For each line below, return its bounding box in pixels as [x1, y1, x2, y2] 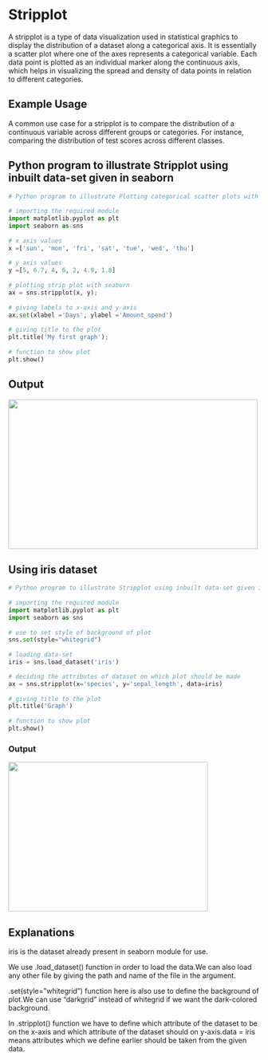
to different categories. [8, 74, 84, 84]
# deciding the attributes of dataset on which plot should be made [8, 672, 241, 680]
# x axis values [8, 237, 62, 245]
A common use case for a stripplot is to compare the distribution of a [8, 118, 235, 128]
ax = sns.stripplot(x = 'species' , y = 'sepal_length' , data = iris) [8, 680, 223, 688]
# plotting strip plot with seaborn [8, 282, 130, 290]
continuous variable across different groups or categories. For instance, [8, 127, 245, 136]
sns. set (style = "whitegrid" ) [8, 636, 102, 644]
